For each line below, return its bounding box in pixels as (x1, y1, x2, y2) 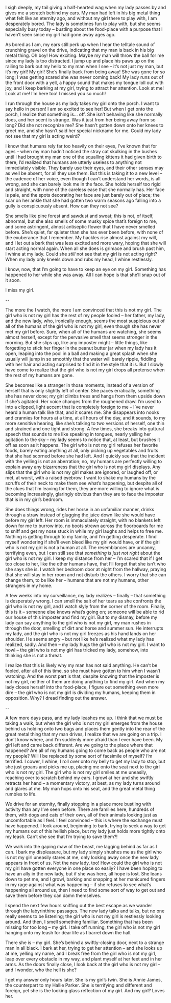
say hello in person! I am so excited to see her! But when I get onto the (5, 106, 153, 112)
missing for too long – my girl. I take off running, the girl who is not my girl (5, 924, 160, 930)
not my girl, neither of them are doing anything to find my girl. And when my (5, 679, 165, 684)
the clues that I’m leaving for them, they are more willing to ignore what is (5, 486, 160, 491)
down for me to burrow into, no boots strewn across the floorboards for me (5, 523, 163, 529)
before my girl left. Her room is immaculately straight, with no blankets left (5, 517, 161, 523)
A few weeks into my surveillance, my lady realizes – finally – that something (5, 593, 166, 598)
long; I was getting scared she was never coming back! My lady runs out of (5, 74, 164, 80)
